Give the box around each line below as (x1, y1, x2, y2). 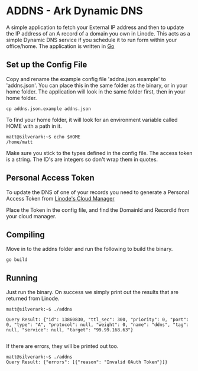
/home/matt (6, 139, 33, 145)
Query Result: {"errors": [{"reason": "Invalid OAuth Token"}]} (6, 359, 168, 365)
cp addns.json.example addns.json (6, 105, 92, 112)
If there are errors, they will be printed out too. (6, 343, 119, 350)
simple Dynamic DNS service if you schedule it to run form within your (6, 36, 177, 43)
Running (6, 273, 38, 283)
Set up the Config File (6, 60, 87, 70)
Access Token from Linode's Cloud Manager (6, 195, 115, 202)
